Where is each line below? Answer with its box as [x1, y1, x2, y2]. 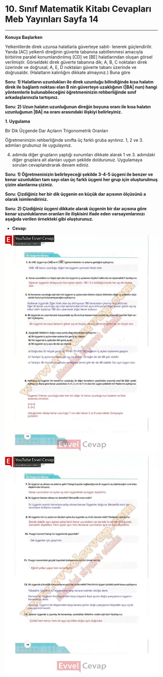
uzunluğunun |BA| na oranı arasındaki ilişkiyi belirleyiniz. [5, 109, 123, 115]
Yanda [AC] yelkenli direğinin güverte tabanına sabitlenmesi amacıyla [5, 49, 143, 54]
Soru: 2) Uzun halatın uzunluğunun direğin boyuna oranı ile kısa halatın [5, 103, 151, 110]
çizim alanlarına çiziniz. [5, 182, 54, 187]
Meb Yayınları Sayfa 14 [5, 14, 98, 25]
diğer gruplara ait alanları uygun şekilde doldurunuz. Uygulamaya [12, 157, 143, 163]
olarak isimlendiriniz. [5, 196, 49, 202]
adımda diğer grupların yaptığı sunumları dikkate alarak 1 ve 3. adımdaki [12, 151, 155, 157]
